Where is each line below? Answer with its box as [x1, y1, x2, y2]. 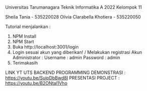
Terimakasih [12, 60, 38, 65]
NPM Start [12, 38, 34, 44]
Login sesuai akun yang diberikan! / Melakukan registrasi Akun [12, 49, 142, 55]
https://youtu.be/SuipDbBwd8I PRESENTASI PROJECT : [5, 75, 120, 80]
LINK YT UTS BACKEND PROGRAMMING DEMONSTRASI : [5, 69, 126, 75]
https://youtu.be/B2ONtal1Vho [5, 80, 68, 86]
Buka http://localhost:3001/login [12, 44, 79, 49]
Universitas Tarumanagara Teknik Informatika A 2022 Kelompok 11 [5, 4, 142, 10]
